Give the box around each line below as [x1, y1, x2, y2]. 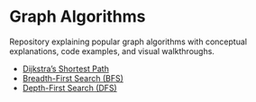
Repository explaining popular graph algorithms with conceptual [9, 36, 248, 47]
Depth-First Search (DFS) [22, 82, 117, 93]
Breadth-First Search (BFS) [22, 72, 124, 83]
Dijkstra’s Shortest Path [22, 63, 110, 74]
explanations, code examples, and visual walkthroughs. [9, 45, 215, 56]
